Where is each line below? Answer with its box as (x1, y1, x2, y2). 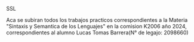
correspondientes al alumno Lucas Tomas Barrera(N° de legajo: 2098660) (6, 29, 189, 36)
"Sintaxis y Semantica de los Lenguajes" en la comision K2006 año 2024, (6, 23, 187, 30)
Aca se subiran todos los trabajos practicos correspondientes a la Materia (6, 17, 188, 23)
